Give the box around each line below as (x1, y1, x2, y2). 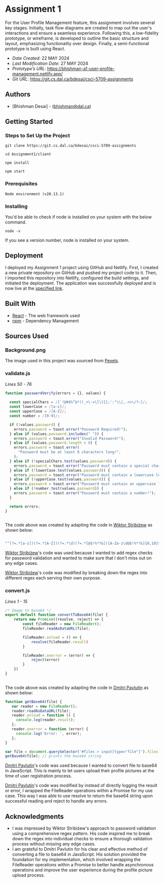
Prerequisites (5, 180, 38, 187)
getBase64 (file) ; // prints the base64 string (5, 754, 102, 758)
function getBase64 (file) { (5, 699, 62, 704)
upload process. (12, 872, 45, 878)
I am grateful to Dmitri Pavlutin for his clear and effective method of (12, 846, 148, 852)
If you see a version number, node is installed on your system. (5, 237, 130, 243)
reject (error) (31, 657, 60, 662)
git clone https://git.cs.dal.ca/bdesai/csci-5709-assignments (5, 143, 137, 148)
